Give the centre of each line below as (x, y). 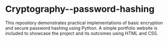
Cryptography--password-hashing (80, 9)
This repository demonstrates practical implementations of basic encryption (84, 23)
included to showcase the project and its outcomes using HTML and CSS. (82, 33)
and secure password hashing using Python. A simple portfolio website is (81, 28)
